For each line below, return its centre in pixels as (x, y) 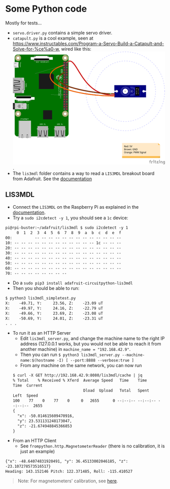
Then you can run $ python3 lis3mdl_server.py (70, 354)
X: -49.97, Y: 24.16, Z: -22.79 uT (54, 308)
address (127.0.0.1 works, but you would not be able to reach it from (91, 344)
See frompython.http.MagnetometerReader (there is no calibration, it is (92, 446)
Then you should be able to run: (46, 288)
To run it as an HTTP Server (42, 333)
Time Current (27, 385)
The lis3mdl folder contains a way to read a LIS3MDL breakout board (83, 173)
